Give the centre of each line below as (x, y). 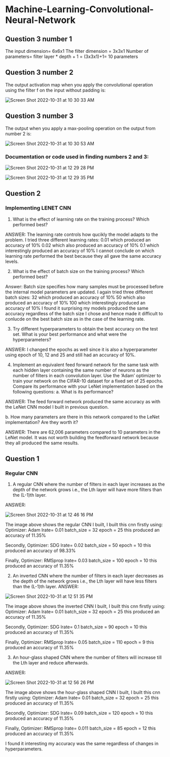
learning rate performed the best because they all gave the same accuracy (83, 256)
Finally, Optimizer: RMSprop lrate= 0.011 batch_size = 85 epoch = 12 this (81, 729)
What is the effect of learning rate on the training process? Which (81, 219)
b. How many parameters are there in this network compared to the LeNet (82, 417)
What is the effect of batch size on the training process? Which (78, 271)
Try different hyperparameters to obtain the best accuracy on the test (85, 328)
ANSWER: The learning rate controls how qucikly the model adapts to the (82, 234)
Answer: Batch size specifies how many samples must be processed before (84, 286)
